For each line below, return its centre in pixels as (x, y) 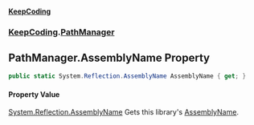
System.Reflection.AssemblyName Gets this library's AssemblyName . (124, 112)
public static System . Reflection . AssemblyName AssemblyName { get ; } (127, 76)
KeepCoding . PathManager (61, 32)
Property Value (34, 94)
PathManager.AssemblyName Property (109, 57)
